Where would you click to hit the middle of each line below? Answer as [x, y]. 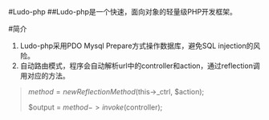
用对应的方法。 [45, 76]
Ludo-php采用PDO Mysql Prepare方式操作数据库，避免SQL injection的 [137, 46]
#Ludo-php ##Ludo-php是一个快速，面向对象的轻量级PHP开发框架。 [122, 12]
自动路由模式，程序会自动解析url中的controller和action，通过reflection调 [140, 66]
